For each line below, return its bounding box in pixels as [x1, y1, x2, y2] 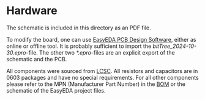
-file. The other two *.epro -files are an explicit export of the [26, 48, 176, 56]
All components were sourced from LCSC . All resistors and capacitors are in [6, 67, 198, 74]
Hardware [6, 4, 58, 18]
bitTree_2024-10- [152, 42, 197, 50]
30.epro [6, 48, 26, 56]
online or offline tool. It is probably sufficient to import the [6, 42, 152, 50]
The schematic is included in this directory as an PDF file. [6, 24, 151, 31]
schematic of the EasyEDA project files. [6, 87, 106, 94]
